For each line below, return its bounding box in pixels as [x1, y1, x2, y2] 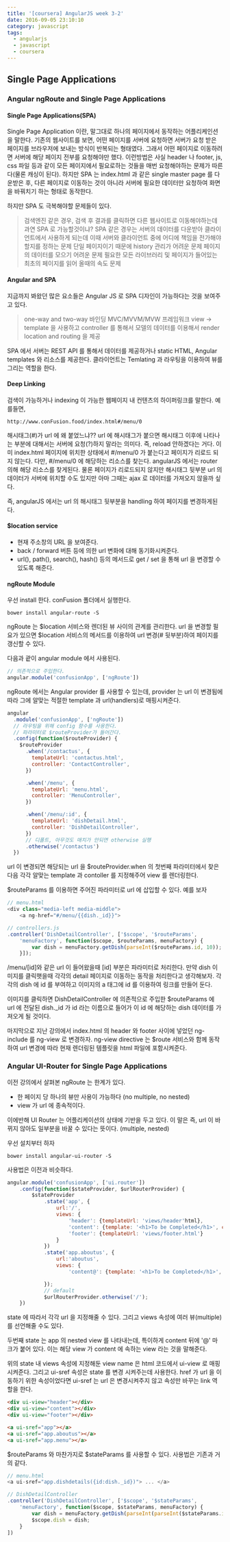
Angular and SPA [7, 275, 57, 283]
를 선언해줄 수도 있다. [7, 1322, 64, 1330]
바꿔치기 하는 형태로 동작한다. [14, 187, 94, 195]
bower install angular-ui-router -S [7, 1152, 112, 1159]
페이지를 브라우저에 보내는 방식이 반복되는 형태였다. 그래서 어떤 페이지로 [7, 145, 199, 153]
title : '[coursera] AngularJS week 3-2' [7, 10, 125, 17]
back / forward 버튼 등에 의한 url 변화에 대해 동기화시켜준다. [16, 547, 179, 554]
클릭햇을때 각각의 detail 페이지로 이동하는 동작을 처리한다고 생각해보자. [25, 972, 214, 980]
